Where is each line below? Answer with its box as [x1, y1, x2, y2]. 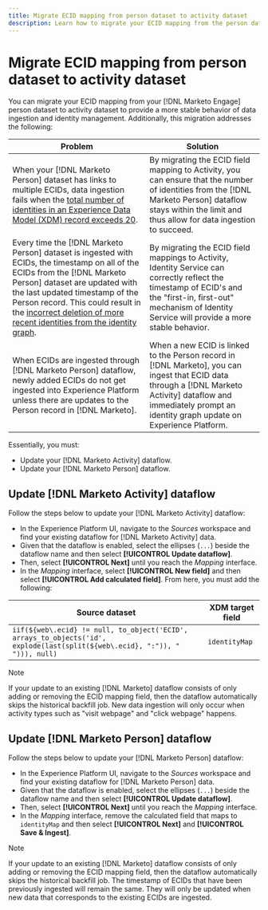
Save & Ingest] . [19, 828, 72, 837]
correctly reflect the [149, 272, 224, 283]
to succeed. [149, 224, 194, 235]
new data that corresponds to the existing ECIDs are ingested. [8, 892, 212, 902]
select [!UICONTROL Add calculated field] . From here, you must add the [19, 575, 260, 585]
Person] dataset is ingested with [12, 247, 133, 258]
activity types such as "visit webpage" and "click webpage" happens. [8, 709, 238, 719]
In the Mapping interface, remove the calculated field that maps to [19, 811, 238, 821]
